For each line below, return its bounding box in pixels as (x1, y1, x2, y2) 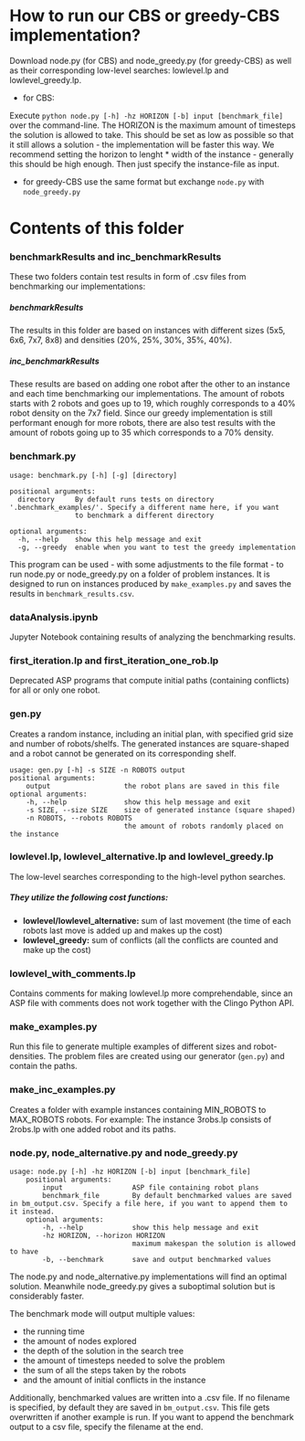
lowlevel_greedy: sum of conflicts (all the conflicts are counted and (22, 934, 279, 946)
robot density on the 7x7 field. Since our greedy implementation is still (9, 408, 273, 419)
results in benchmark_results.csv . (9, 588, 135, 599)
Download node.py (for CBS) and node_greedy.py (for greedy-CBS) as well (9, 55, 292, 66)
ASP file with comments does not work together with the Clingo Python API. (9, 998, 295, 1009)
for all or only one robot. (9, 684, 100, 695)
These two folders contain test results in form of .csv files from (9, 271, 247, 282)
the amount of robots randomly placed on (123, 821, 284, 831)
